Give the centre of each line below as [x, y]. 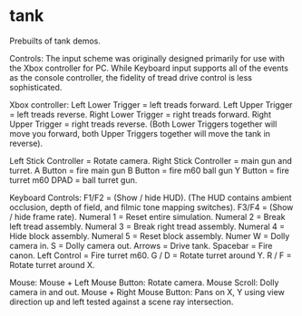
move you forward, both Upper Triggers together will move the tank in [140, 133]
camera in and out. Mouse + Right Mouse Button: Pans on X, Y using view [147, 292]
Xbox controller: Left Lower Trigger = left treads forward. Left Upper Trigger [151, 104]
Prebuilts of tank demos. [55, 41]
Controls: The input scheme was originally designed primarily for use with [147, 58]
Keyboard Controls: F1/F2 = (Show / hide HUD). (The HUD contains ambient [151, 197]
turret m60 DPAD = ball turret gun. [73, 180]
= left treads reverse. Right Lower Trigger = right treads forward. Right [141, 114]
